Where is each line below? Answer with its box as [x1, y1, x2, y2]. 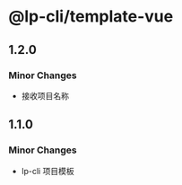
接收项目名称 [21, 90, 69, 101]
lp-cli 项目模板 [21, 165, 74, 176]
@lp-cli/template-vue [8, 6, 174, 27]
